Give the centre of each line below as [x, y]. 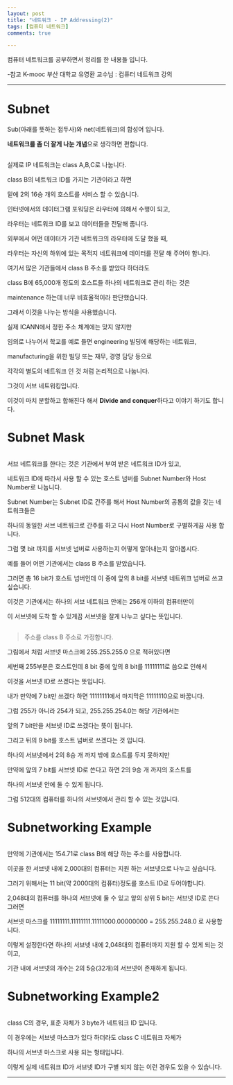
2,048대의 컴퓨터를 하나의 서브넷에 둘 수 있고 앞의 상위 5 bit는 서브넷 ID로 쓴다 [113, 898]
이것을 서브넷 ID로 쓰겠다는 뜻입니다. [57, 682]
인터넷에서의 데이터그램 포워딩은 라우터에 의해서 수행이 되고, [89, 209]
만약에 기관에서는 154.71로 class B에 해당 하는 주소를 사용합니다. [95, 854]
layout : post [26, 14]
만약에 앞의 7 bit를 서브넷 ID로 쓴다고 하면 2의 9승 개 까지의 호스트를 [100, 770]
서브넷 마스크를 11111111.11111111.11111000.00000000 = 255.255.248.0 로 [106, 921]
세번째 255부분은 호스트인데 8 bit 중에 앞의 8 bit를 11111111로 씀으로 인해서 [107, 667]
